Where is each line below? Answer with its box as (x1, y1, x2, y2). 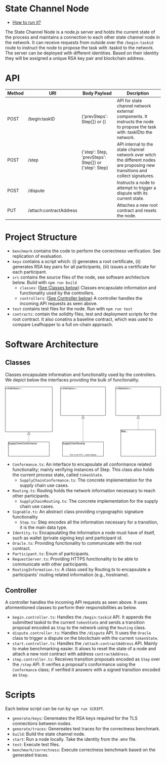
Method (7, 90, 24, 96)
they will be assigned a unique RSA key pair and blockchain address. (5, 55, 145, 61)
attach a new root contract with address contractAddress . (12, 651, 129, 657)
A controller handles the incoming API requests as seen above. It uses (5, 599, 148, 605)
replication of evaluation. (12, 253, 63, 259)
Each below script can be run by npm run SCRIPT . (5, 706, 105, 712)
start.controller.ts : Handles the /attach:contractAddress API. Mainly (12, 640, 158, 646)
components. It (117, 113, 148, 119)
